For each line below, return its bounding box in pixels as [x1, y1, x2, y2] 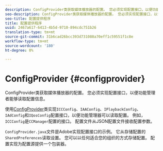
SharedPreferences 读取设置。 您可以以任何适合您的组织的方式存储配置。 [5, 135, 149, 141]
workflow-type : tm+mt [5, 39, 49, 44]
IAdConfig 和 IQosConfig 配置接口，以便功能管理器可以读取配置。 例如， [5, 113, 146, 118]
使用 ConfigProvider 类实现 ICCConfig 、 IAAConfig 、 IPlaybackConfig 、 [5, 106, 141, 112]
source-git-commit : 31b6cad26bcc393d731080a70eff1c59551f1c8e [5, 35, 133, 39]
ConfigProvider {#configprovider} [5, 73, 146, 84]
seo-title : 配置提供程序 [5, 16, 51, 21]
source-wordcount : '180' [5, 43, 55, 48]
